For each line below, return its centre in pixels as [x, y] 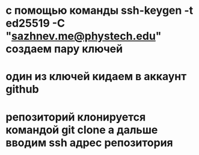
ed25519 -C [35, 23]
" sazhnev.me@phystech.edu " [84, 36]
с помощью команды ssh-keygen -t [99, 11]
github [23, 90]
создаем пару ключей [64, 49]
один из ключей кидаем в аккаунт [96, 77]
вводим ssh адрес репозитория [90, 143]
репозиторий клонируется [76, 117]
